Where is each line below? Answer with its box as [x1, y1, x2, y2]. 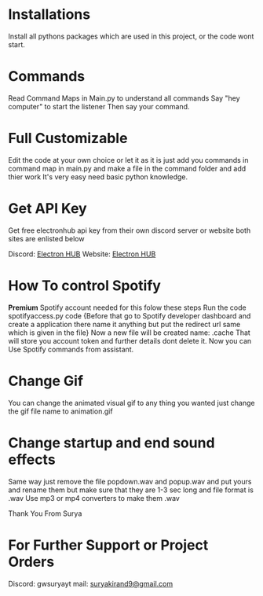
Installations [8, 6, 91, 24]
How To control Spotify [8, 277, 161, 294]
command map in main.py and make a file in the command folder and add [8, 164, 247, 173]
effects [8, 451, 57, 469]
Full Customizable [8, 130, 128, 147]
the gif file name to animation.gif [8, 407, 113, 416]
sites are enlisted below [8, 234, 85, 243]
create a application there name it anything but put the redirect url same [8, 319, 241, 329]
